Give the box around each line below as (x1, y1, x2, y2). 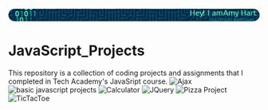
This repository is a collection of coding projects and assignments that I (8, 69, 243, 78)
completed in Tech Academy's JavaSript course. (8, 77, 168, 86)
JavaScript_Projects (8, 41, 145, 60)
